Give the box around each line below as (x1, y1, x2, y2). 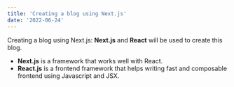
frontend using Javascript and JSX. (17, 71, 120, 80)
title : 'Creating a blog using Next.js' (7, 10, 128, 17)
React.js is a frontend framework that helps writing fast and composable (17, 64, 228, 72)
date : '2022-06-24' (7, 17, 64, 24)
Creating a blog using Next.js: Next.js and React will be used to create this (7, 35, 223, 44)
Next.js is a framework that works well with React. (17, 56, 163, 65)
